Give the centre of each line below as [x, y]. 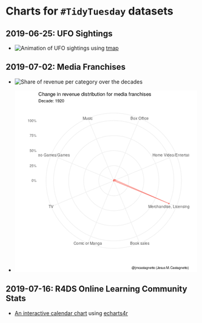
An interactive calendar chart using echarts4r [71, 313]
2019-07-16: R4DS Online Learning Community [96, 289]
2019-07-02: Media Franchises [66, 67]
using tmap [105, 48]
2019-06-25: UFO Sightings [59, 34]
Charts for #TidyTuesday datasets [89, 11]
